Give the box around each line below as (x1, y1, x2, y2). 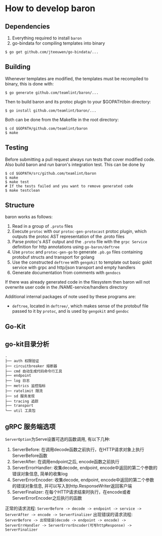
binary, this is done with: (5, 81, 54, 86)
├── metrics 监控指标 (5, 383, 46, 388)
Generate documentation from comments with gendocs (12, 270, 121, 276)
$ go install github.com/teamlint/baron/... (5, 108, 97, 113)
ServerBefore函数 (12, 452, 48, 459)
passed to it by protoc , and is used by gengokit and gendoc (12, 308, 130, 314)
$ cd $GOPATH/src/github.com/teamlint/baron (5, 171, 97, 176)
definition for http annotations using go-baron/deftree (12, 244, 120, 250)
